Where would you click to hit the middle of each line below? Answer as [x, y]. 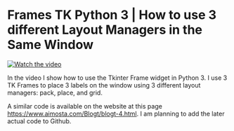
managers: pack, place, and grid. [55, 92]
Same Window [50, 45]
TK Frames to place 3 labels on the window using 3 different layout [104, 85]
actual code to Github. [39, 121]
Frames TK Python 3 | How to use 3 [112, 15]
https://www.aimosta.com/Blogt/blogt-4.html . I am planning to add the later [116, 113]
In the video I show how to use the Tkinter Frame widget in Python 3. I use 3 [117, 78]
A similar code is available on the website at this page [85, 106]
